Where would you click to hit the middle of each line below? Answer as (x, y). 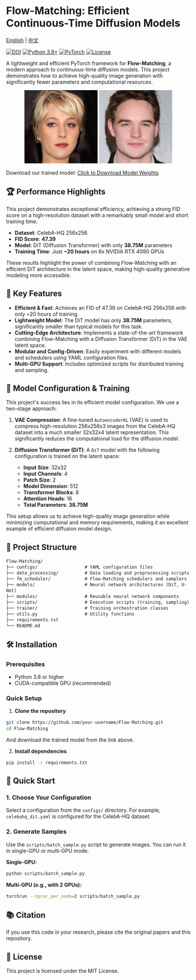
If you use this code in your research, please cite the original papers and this (98, 932)
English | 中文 (23, 40)
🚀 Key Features (34, 294)
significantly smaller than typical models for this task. (79, 326)
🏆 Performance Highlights (56, 192)
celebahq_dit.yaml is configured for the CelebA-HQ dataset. (78, 817)
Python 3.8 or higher (39, 677)
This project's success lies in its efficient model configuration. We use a (93, 402)
